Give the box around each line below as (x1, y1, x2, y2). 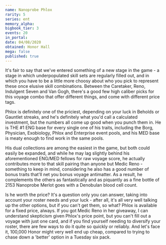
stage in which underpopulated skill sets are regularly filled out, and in (5, 73, 150, 79)
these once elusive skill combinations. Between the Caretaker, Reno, (5, 83, 146, 89)
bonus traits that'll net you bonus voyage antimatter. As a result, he (5, 172, 143, 178)
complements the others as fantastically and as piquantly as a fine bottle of (5, 177, 160, 183)
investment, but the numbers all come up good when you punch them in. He (5, 119, 161, 125)
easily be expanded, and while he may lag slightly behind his (5, 150, 130, 156)
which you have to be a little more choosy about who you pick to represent (5, 78, 159, 84)
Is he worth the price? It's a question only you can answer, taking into (5, 192, 148, 198)
